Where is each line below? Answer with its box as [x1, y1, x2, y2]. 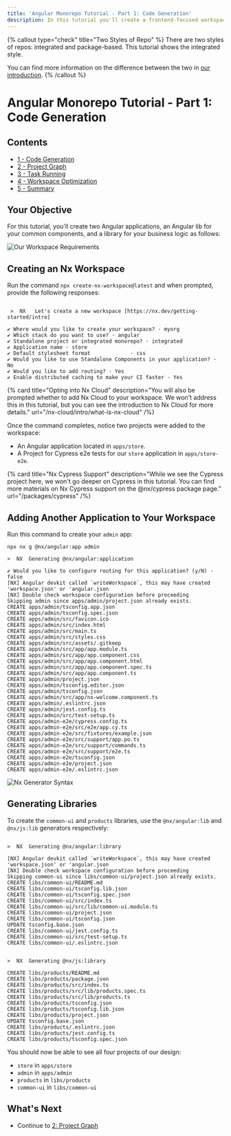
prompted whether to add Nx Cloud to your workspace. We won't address [7, 394, 217, 402]
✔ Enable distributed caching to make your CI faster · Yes [7, 374, 184, 381]
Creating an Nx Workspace [7, 263, 125, 275]
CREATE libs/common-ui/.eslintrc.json [7, 939, 118, 946]
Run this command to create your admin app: [7, 530, 133, 538]
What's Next [7, 1103, 62, 1115]
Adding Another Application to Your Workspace [7, 512, 216, 524]
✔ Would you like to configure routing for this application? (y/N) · [7, 567, 214, 575]
